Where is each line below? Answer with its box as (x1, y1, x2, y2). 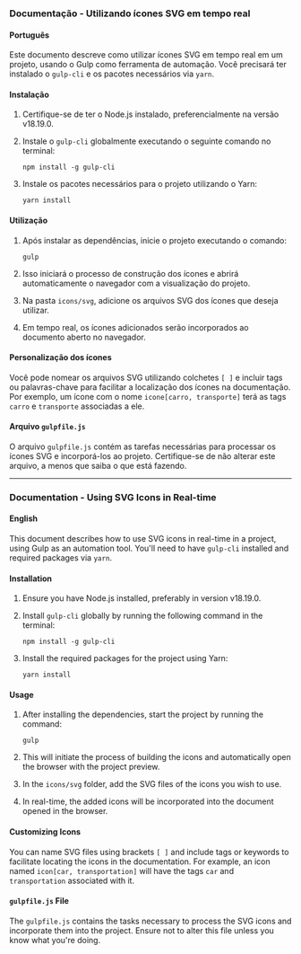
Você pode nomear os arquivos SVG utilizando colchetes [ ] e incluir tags (9, 372, 283, 383)
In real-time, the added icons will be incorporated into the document (21, 796, 275, 807)
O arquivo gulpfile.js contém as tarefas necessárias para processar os (9, 441, 276, 452)
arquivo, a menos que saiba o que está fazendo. (9, 460, 187, 471)
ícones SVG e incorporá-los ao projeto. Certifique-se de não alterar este (9, 450, 276, 461)
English (9, 513, 39, 524)
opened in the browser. (21, 806, 108, 817)
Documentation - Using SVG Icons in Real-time (9, 490, 217, 503)
